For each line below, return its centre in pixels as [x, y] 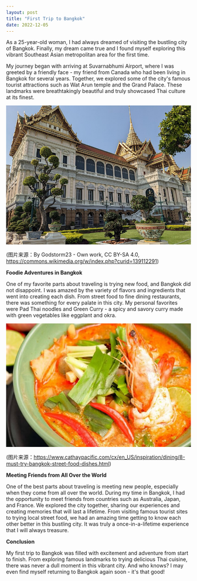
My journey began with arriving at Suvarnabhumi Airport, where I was [90, 66]
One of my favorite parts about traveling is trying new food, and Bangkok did [98, 284]
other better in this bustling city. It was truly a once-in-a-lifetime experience [98, 524]
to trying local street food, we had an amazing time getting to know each [94, 518]
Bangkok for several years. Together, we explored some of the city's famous [98, 79]
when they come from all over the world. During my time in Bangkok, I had [96, 493]
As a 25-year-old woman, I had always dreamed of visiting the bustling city [97, 42]
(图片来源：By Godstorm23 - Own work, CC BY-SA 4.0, [73, 255]
